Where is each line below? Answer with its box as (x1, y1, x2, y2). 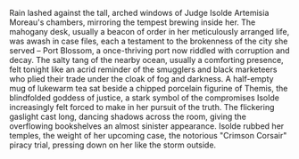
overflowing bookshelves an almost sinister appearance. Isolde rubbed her (9, 121, 285, 131)
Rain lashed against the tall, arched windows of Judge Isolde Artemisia (9, 8, 270, 18)
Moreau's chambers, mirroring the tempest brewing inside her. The (9, 17, 256, 28)
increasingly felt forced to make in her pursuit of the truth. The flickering (9, 102, 275, 112)
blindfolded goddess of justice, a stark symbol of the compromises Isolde (9, 92, 279, 103)
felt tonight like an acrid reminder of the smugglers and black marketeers (9, 64, 278, 75)
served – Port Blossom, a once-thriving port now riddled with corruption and (9, 45, 290, 56)
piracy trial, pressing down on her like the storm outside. (9, 139, 217, 150)
